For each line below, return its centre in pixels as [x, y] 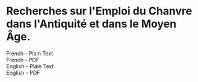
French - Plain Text [29, 53]
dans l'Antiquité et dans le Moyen [91, 24]
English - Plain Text [30, 66]
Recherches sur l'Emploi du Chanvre [99, 11]
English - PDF [23, 72]
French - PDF [23, 60]
